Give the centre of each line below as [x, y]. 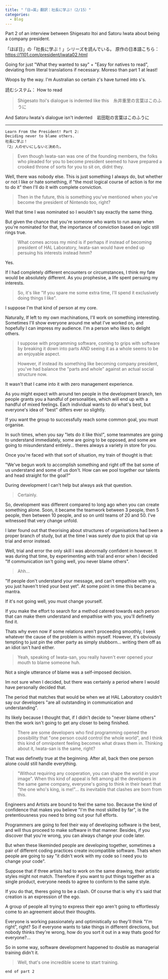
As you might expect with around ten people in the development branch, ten [83, 394]
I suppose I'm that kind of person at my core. [51, 308]
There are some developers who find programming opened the [82, 733]
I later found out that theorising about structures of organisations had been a [84, 530]
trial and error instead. [28, 541]
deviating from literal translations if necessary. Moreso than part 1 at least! [81, 70]
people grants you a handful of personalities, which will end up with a [77, 399]
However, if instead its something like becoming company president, [88, 364]
